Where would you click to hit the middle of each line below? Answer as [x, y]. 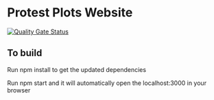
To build [25, 53]
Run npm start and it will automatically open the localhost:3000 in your [107, 83]
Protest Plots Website [70, 13]
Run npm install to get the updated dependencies [76, 69]
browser [19, 90]
